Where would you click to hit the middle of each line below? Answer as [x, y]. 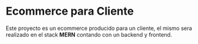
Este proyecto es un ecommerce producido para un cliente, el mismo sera [99, 28]
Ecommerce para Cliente [70, 11]
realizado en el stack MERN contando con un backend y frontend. [89, 34]
